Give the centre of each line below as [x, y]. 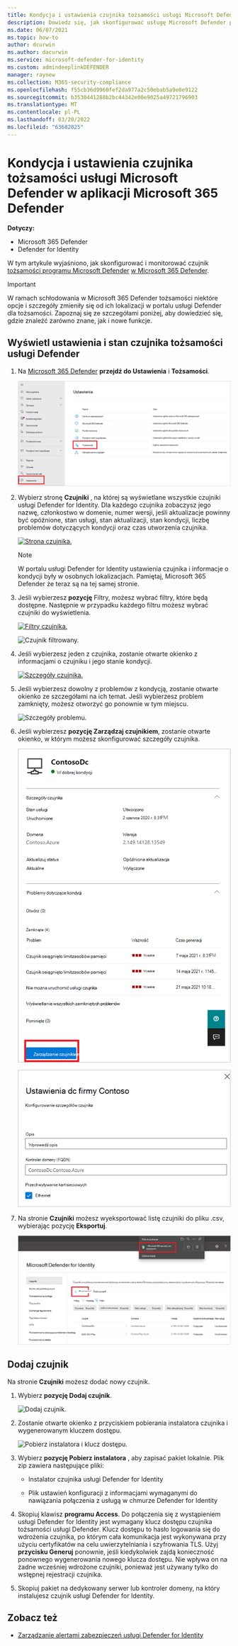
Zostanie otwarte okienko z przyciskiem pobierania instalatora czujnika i [123, 1423]
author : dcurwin [31, 45]
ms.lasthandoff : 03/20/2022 [49, 120]
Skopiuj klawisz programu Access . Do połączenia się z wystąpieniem [119, 1514]
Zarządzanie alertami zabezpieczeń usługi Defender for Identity [110, 1635]
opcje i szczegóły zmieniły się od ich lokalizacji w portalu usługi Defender [114, 306]
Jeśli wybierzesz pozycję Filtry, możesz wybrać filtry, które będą [113, 597]
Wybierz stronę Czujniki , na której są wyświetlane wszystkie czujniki [119, 497]
